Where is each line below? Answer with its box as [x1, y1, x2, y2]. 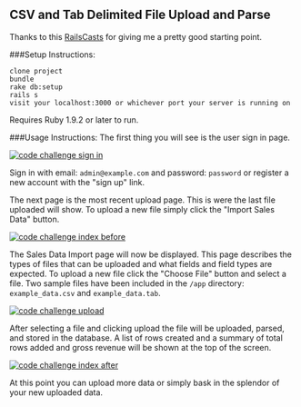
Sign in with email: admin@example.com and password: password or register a [9, 167, 289, 178]
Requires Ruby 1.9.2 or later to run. [9, 114, 139, 125]
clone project [9, 66, 64, 75]
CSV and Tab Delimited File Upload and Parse [9, 7, 271, 23]
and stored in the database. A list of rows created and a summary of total [9, 332, 284, 343]
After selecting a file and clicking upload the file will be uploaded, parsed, [9, 323, 285, 333]
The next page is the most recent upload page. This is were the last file [9, 194, 276, 205]
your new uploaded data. [9, 386, 103, 398]
